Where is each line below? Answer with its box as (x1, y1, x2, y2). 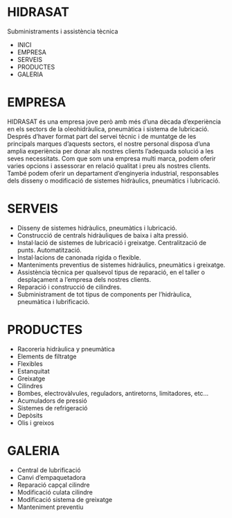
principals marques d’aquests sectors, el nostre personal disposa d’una (7, 140, 211, 148)
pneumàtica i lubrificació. (17, 297, 90, 306)
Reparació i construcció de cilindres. (17, 283, 122, 291)
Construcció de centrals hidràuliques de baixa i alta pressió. (17, 231, 188, 240)
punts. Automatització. (17, 246, 82, 254)
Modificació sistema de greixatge (17, 495, 113, 503)
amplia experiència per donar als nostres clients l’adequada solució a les (7, 147, 214, 155)
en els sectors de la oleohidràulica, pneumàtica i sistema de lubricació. (7, 124, 209, 133)
